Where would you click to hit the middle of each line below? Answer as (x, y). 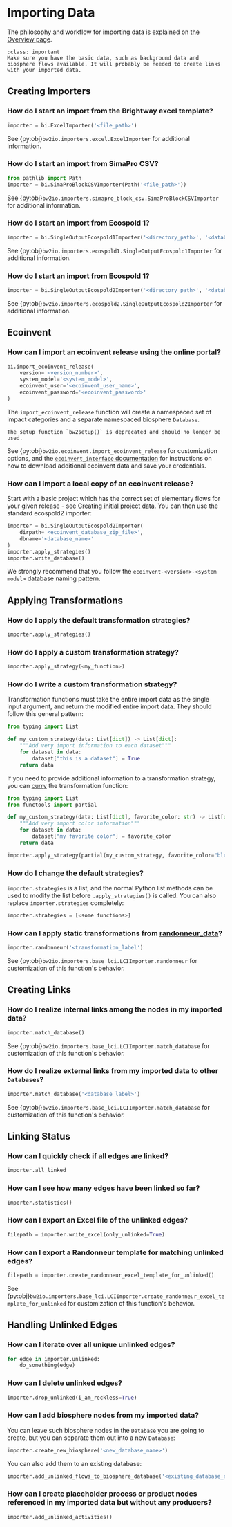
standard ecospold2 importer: (49, 513)
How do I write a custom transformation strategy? (92, 684)
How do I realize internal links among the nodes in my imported (115, 1009)
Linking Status (39, 1136)
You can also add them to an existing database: (75, 1463)
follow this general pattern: (46, 714)
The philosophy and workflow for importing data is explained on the (104, 32)
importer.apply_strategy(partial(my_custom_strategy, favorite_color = (111, 855)
